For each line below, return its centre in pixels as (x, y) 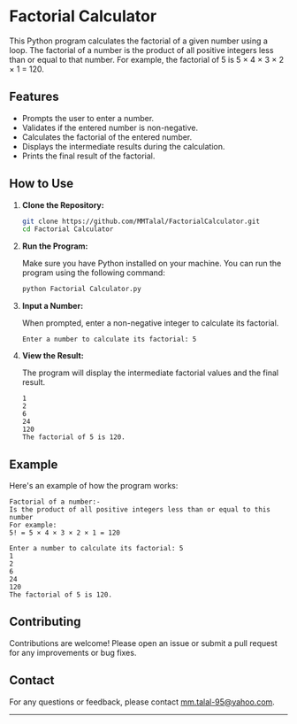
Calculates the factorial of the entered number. (107, 137)
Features (34, 97)
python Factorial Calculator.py (81, 289)
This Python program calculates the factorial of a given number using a (138, 41)
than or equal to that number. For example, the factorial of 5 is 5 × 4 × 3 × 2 (147, 59)
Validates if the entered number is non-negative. (110, 127)
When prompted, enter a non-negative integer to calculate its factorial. (150, 323)
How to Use (42, 184)
